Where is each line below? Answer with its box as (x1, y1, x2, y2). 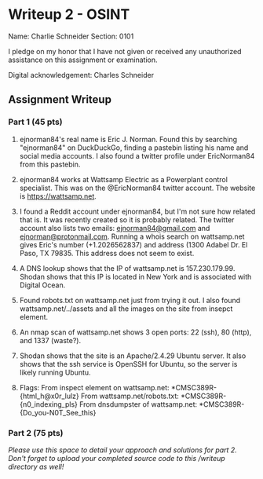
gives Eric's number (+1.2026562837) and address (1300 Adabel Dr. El (19, 239, 248, 249)
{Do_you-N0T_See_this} (19, 408, 97, 417)
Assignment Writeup (8, 93, 112, 107)
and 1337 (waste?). (19, 335, 82, 345)
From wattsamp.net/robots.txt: (81, 391, 179, 400)
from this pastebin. (19, 159, 81, 169)
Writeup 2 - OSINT (8, 5, 130, 24)
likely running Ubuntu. (19, 367, 92, 377)
